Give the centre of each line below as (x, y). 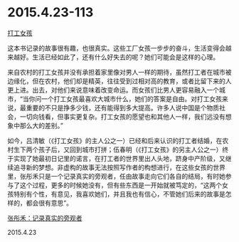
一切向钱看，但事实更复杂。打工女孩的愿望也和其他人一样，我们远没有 (122, 116)
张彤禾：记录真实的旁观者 (45, 218)
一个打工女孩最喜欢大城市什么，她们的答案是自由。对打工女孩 (132, 99)
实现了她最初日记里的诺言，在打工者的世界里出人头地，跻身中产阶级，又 (119, 158)
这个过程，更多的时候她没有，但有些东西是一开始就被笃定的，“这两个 (121, 185)
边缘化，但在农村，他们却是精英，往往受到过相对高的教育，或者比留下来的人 (119, 81)
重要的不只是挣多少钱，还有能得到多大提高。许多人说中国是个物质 (122, 107)
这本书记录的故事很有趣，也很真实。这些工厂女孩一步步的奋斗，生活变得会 (116, 48)
